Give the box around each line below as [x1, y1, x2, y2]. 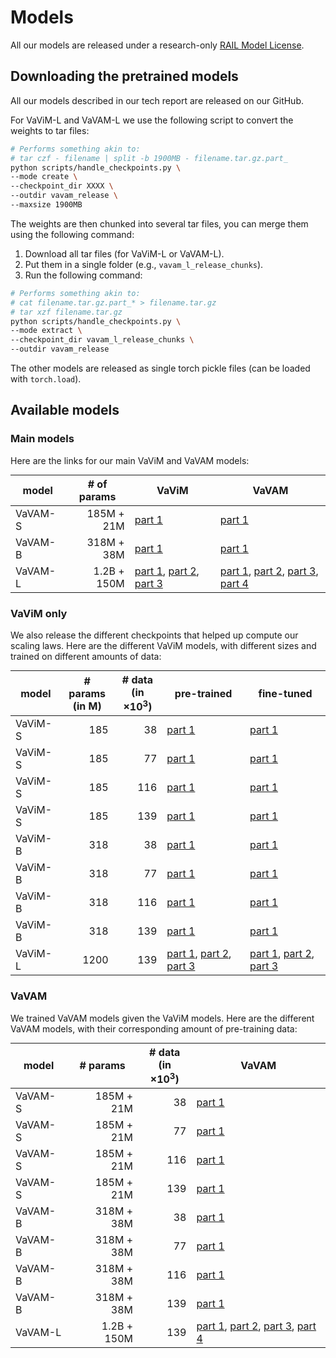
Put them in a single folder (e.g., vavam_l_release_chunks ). [24, 258, 264, 270]
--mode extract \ [10, 326, 83, 336]
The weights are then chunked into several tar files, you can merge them [10, 217, 309, 230]
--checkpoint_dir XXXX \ [10, 181, 114, 191]
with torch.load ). [10, 373, 82, 385]
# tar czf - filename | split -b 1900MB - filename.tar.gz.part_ [10, 153, 288, 163]
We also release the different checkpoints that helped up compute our [10, 629, 299, 641]
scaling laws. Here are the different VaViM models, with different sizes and [10, 639, 317, 651]
